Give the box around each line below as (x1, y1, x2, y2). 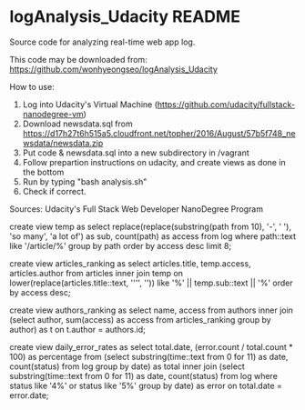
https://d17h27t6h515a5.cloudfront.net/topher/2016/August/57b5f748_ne (22, 127, 296, 138)
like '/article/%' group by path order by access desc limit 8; (9, 240, 232, 251)
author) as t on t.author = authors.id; (9, 324, 146, 335)
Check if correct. (22, 185, 86, 196)
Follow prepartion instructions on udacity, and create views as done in (22, 156, 287, 167)
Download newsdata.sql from (22, 118, 134, 129)
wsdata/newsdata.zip (22, 137, 104, 148)
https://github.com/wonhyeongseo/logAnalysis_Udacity (9, 64, 219, 75)
